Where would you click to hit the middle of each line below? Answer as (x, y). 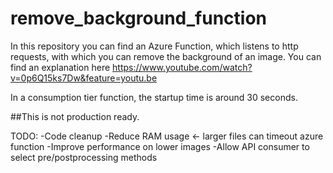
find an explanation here (60, 67)
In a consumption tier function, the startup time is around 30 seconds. (154, 97)
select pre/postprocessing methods (84, 157)
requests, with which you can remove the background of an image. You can (166, 56)
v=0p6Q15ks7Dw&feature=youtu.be (84, 78)
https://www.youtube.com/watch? (182, 67)
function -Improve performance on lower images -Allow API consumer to (160, 146)
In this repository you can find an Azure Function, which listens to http (154, 46)
